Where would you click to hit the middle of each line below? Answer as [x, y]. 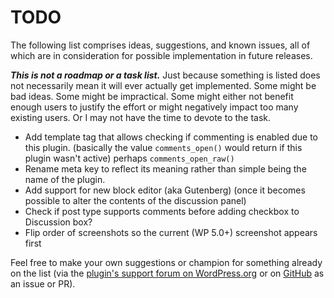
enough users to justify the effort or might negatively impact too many [154, 107]
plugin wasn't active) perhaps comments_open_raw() [129, 158]
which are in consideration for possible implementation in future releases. [161, 55]
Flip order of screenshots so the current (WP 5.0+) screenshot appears [171, 232]
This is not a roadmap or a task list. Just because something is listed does [165, 75]
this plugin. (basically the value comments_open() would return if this [163, 147]
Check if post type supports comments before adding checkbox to [162, 211]
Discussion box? [58, 222]
